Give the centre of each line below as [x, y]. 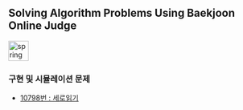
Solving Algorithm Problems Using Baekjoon [122, 13]
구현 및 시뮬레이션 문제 [49, 79]
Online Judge [43, 26]
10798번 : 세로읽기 [49, 98]
